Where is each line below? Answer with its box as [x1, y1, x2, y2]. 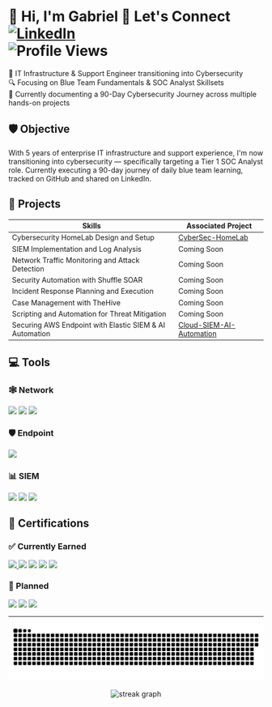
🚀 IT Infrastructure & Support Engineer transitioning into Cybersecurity [8, 68, 244, 78]
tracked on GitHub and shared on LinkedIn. [8, 173, 152, 183]
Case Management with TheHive [11, 297, 121, 307]
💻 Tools [8, 356, 51, 369]
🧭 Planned [8, 581, 49, 592]
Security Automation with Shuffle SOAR [11, 275, 143, 285]
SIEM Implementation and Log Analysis [11, 244, 142, 253]
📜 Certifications [8, 517, 90, 530]
